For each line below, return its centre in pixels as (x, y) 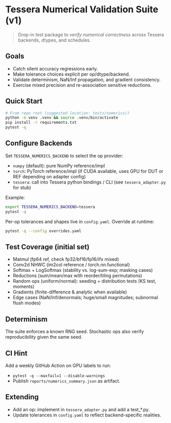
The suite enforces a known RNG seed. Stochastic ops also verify (75, 332)
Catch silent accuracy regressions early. (55, 68)
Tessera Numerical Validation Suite (82, 10)
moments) (24, 287)
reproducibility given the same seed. (44, 337)
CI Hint (16, 353)
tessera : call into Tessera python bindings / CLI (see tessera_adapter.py (89, 182)
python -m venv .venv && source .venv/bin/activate (62, 118)
